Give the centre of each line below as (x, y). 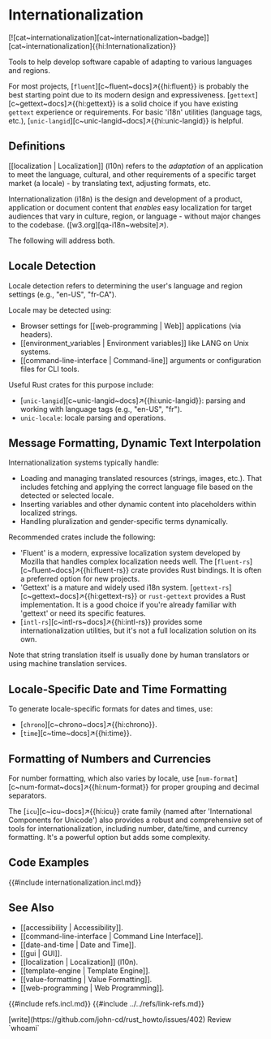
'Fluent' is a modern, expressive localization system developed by (130, 553)
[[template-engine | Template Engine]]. (85, 970)
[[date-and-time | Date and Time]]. (78, 945)
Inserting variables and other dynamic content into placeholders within (138, 504)
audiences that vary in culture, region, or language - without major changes (135, 216)
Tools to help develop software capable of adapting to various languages (131, 62)
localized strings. (49, 513)
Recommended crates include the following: (82, 537)
